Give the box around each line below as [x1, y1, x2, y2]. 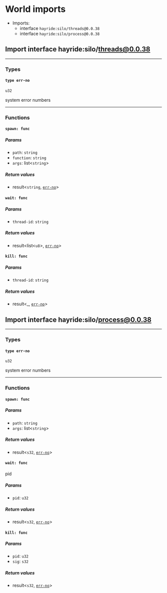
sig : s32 [12, 559, 29, 565]
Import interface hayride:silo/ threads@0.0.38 [5, 45, 151, 53]
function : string [12, 155, 47, 161]
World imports [5, 3, 66, 15]
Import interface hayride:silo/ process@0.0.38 [5, 315, 152, 324]
